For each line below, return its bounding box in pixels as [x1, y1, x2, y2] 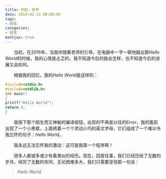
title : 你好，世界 [5, 7, 40, 12]
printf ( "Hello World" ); [5, 100, 54, 106]
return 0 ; [5, 105, 26, 110]
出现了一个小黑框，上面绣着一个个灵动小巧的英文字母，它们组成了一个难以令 [5, 125, 161, 131]
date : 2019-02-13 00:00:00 [5, 12, 61, 17]
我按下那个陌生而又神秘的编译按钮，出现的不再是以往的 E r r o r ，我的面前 [13, 119, 158, 125]
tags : [5, 16, 16, 21]
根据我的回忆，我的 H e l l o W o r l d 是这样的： [13, 72, 98, 78]
